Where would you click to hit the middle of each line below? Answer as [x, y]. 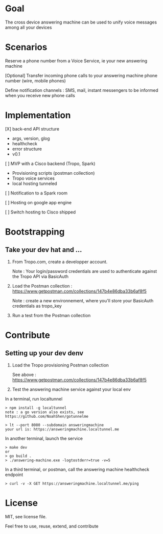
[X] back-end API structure [32, 129]
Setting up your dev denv [44, 353]
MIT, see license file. [26, 516]
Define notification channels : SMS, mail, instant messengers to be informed [82, 90]
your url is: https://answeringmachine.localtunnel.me [62, 429]
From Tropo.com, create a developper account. [60, 262]
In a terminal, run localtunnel [34, 399]
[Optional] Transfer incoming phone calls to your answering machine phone [81, 75]
